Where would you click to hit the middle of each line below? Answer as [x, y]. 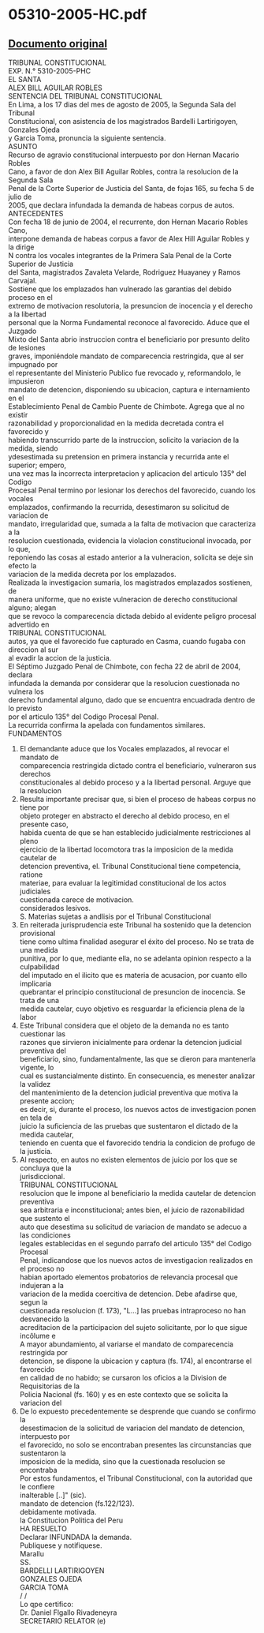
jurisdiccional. [42, 1176]
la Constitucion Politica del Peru [71, 1520]
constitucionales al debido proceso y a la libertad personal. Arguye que [135, 782]
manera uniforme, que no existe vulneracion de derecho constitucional [123, 599]
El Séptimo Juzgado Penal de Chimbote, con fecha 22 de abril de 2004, [125, 666]
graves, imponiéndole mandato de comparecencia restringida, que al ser [126, 356]
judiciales [35, 891]
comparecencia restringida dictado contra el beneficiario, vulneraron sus [138, 766]
